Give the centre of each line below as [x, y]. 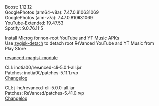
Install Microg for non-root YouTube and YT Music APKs [62, 38]
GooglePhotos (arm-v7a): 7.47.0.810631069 [49, 18]
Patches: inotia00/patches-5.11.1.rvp [41, 73]
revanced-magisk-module [32, 58]
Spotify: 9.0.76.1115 [24, 28]
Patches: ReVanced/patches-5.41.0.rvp [45, 93]
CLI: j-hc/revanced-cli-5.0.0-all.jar [40, 88]
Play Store [16, 48]
